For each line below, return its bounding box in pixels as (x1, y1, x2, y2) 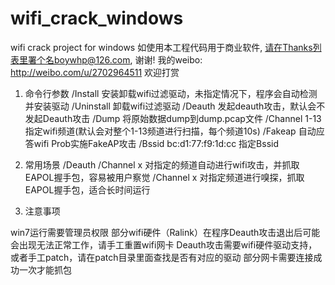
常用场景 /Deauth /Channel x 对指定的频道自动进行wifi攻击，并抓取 (24, 158, 300, 171)
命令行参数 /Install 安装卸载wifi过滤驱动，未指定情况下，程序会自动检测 (24, 87, 318, 99)
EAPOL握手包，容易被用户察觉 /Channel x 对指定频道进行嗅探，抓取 (24, 171, 305, 183)
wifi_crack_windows (10, 7, 184, 30)
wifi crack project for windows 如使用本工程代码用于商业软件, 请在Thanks (10, 41, 313, 53)
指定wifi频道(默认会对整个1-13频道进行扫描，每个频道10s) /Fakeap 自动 (24, 125, 317, 137)
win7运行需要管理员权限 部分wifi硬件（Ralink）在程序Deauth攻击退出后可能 (10, 226, 321, 238)
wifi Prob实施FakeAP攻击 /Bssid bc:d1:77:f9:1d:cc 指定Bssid (33, 137, 279, 149)
